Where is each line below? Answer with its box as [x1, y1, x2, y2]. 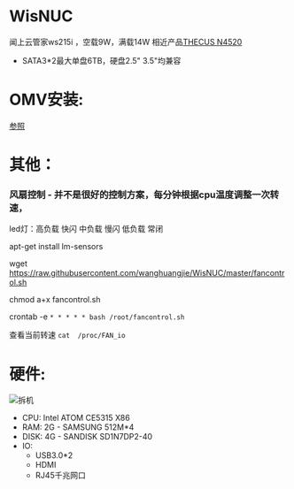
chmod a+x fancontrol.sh [9, 294, 101, 305]
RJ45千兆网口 [35, 470, 86, 481]
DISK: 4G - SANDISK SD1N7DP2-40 [21, 432, 153, 442]
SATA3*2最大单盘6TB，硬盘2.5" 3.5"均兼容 [21, 55, 182, 65]
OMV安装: [9, 90, 84, 110]
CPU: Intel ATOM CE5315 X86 [21, 413, 130, 424]
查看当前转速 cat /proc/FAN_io [9, 330, 126, 340]
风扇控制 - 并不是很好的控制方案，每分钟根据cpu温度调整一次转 [9, 188, 280, 201]
